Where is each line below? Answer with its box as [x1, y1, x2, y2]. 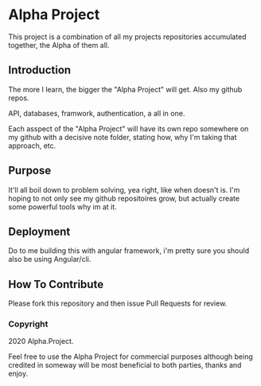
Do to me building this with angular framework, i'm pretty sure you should [8, 246, 249, 255]
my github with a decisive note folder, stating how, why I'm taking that [8, 132, 237, 142]
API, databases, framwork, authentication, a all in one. [8, 108, 185, 118]
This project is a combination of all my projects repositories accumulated [8, 32, 247, 41]
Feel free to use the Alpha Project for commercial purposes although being [8, 352, 253, 361]
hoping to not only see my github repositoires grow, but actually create [8, 193, 240, 203]
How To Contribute [8, 277, 104, 291]
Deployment [8, 224, 71, 238]
